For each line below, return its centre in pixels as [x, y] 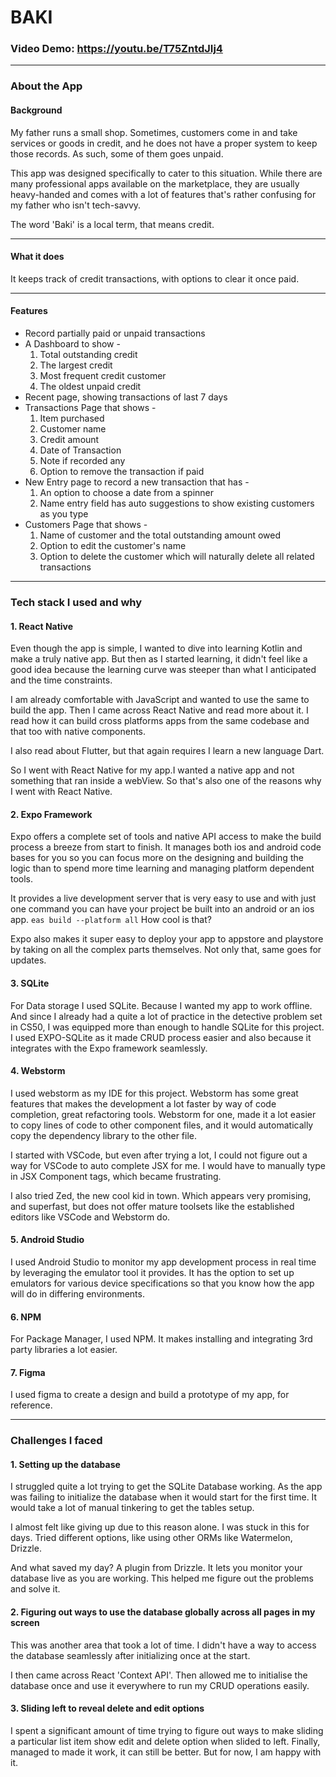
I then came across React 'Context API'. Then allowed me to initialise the [159, 1675]
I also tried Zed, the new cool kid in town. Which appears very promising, [161, 1195]
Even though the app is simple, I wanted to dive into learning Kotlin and [156, 648]
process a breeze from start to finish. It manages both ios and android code [166, 847]
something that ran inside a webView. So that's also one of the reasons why [166, 781]
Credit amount [69, 440]
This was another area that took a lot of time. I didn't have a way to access [163, 1645]
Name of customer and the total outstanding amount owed [160, 535]
